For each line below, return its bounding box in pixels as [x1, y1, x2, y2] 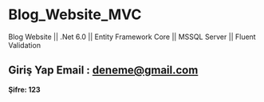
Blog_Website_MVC [8, 6, 142, 24]
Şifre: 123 [8, 84, 41, 94]
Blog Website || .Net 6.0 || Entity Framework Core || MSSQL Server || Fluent [8, 32, 257, 41]
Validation [8, 40, 41, 49]
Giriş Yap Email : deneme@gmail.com [8, 64, 199, 77]
